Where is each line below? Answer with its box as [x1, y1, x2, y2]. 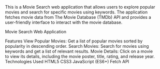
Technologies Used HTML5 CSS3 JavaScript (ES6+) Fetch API [5, 59, 130, 64]
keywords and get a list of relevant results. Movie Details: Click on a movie [5, 48, 153, 54]
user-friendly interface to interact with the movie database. [5, 19, 123, 25]
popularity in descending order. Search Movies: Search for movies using [5, 43, 149, 49]
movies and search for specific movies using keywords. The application [5, 9, 148, 15]
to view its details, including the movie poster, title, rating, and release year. [5, 54, 155, 59]
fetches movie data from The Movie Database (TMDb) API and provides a [5, 14, 151, 20]
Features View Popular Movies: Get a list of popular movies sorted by [5, 38, 143, 44]
